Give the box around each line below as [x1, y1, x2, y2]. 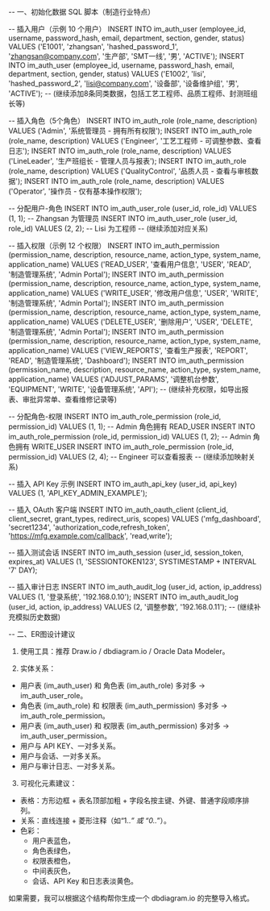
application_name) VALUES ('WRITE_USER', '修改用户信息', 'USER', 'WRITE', [8, 289, 260, 297]
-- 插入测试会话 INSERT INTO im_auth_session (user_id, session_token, [8, 547, 244, 557]
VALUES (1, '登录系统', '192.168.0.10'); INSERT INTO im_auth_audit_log [8, 592, 239, 601]
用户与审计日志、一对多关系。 [19, 761, 119, 771]
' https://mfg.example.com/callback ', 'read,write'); [8, 531, 173, 540]
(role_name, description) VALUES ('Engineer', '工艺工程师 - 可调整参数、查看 [8, 136, 262, 145]
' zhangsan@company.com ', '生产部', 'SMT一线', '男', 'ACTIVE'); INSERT [8, 52, 245, 60]
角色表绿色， [31, 846, 75, 855]
